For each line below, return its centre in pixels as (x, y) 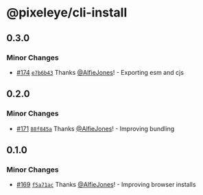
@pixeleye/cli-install (67, 13)
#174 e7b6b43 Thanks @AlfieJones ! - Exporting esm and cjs (100, 72)
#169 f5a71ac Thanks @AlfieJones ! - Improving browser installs (106, 185)
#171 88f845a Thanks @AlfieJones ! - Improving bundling (95, 128)
